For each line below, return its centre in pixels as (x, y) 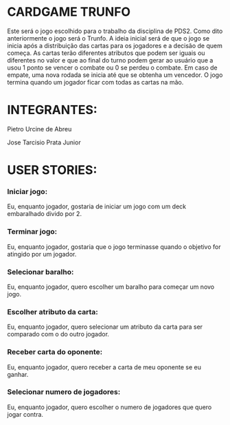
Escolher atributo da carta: (53, 312)
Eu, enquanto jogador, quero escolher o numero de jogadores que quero (110, 407)
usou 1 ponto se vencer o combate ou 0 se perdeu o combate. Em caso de (112, 67)
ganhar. (18, 374)
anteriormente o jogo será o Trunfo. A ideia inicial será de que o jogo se (108, 38)
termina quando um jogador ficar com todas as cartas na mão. (95, 82)
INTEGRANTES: (52, 110)
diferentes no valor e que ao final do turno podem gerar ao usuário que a (110, 60)
